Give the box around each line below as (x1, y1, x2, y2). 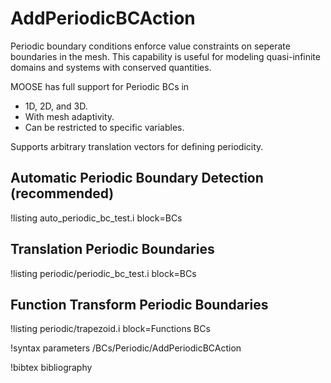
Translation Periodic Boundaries (10, 241, 215, 258)
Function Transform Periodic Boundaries (10, 296, 269, 313)
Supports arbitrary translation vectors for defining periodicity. (10, 140, 264, 152)
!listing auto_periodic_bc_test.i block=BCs (10, 212, 183, 224)
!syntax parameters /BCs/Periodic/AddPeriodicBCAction (10, 342, 242, 354)
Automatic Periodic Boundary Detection (10, 170, 264, 187)
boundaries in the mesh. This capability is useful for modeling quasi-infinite (10, 50, 321, 62)
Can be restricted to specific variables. (24, 121, 185, 133)
